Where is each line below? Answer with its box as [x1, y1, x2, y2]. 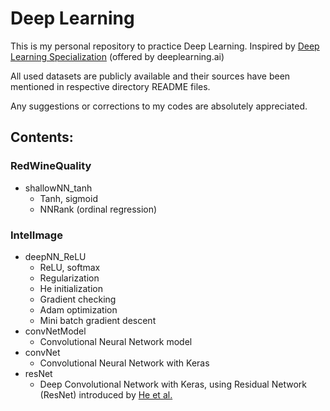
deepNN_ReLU [24, 250, 87, 262]
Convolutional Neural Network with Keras [39, 357, 210, 369]
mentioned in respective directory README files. [10, 80, 211, 92]
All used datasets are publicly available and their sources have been [10, 70, 291, 82]
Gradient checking [39, 293, 117, 305]
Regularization [39, 272, 100, 284]
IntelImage [10, 228, 63, 242]
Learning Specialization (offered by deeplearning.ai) [10, 50, 225, 62]
